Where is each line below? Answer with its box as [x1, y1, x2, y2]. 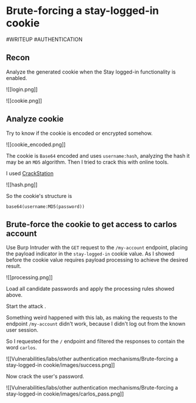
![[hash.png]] [6, 181, 38, 188]
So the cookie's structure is [6, 192, 72, 199]
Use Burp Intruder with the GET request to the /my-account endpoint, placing [6, 244, 188, 251]
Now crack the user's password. [6, 373, 85, 380]
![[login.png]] [6, 86, 38, 93]
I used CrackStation [6, 169, 54, 176]
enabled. [6, 74, 27, 81]
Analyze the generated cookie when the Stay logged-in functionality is [6, 68, 176, 75]
